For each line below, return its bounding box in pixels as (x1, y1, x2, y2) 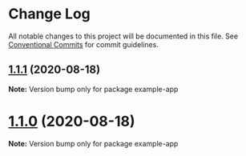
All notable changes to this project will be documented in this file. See (8, 31, 239, 41)
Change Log (8, 5, 91, 23)
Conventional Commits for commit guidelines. (8, 39, 159, 49)
